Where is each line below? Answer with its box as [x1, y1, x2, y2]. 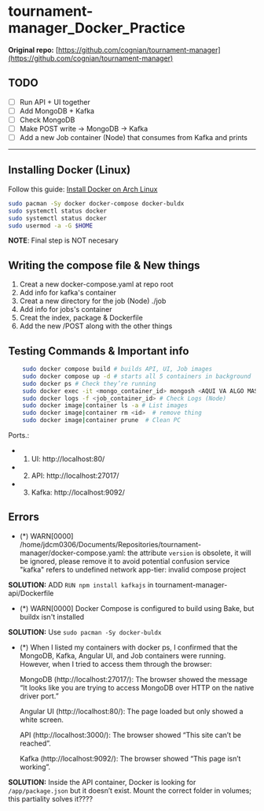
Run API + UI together [19, 97, 90, 106]
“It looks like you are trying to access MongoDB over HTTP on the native [19, 683, 255, 692]
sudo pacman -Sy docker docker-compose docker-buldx [8, 199, 185, 207]
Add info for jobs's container [19, 305, 112, 314]
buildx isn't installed [19, 612, 85, 621]
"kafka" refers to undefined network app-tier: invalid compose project [19, 565, 246, 574]
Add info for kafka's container [19, 288, 116, 298]
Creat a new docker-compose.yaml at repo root [19, 280, 174, 289]
